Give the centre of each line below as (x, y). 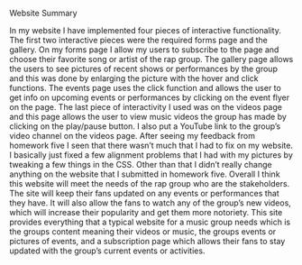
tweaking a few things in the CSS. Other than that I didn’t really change (141, 164)
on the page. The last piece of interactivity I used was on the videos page (146, 107)
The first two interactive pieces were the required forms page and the (138, 40)
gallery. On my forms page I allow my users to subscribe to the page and (144, 50)
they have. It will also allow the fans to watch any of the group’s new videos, (150, 203)
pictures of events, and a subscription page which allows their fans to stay (147, 241)
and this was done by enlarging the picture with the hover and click (134, 78)
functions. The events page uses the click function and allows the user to (145, 88)
